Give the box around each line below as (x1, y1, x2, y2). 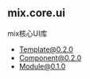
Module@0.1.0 (18, 61, 66, 71)
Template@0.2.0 (18, 44, 73, 54)
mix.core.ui (7, 6, 65, 20)
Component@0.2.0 (18, 53, 82, 62)
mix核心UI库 (7, 28, 48, 38)
